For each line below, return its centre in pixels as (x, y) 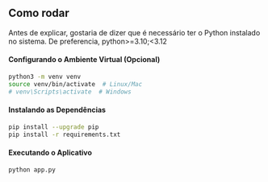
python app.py (32, 170)
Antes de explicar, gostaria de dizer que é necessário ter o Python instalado (134, 32)
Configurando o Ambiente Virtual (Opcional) (84, 60)
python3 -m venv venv (45, 77)
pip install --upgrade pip (54, 127)
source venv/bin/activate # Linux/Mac (75, 84)
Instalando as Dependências (57, 110)
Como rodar (39, 13)
